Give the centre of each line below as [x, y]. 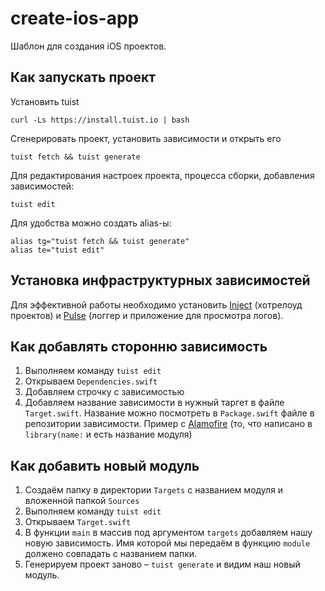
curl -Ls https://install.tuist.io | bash [100, 120]
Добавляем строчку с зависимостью [104, 392]
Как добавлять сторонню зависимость [139, 346]
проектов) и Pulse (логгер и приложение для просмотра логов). [147, 315]
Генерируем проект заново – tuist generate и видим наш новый [162, 564]
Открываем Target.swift [78, 522]
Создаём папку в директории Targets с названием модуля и [154, 490]
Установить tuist [45, 101]
